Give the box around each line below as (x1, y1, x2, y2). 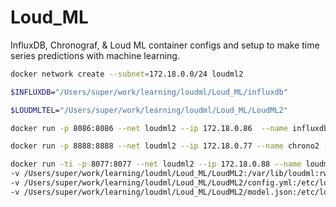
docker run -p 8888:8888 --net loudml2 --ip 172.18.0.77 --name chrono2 (10, 141, 320, 151)
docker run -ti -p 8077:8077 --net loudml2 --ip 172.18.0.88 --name (10, 159, 302, 170)
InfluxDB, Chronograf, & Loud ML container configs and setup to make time (10, 39, 320, 51)
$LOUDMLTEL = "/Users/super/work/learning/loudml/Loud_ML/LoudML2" (10, 105, 288, 115)
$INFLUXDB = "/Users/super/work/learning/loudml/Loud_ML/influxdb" (10, 87, 288, 97)
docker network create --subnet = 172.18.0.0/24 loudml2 (10, 69, 244, 79)
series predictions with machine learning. (10, 49, 180, 61)
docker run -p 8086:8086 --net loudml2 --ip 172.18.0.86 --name (10, 123, 288, 133)
